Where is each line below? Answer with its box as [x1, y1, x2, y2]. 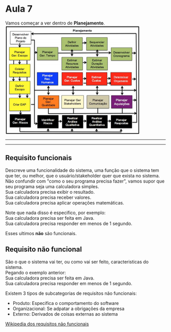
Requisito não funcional [5, 245, 82, 254]
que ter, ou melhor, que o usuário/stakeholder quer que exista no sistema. [5, 172, 160, 178]
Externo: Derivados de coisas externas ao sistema [12, 311, 118, 317]
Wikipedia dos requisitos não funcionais [5, 321, 89, 327]
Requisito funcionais [5, 154, 72, 162]
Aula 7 [5, 3, 33, 15]
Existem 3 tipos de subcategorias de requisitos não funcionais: [5, 290, 137, 296]
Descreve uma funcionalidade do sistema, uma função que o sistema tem [5, 167, 159, 173]
